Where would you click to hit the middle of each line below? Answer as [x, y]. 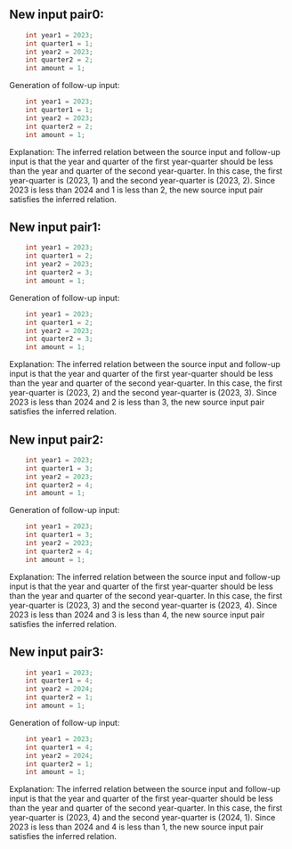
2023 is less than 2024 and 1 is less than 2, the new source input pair [136, 190]
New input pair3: [57, 653]
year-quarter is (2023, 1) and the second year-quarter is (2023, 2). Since [142, 180]
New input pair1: [55, 227]
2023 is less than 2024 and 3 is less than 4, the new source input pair [137, 615]
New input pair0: [57, 15]
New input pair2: [57, 440]
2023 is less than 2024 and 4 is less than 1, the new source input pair [137, 827]
